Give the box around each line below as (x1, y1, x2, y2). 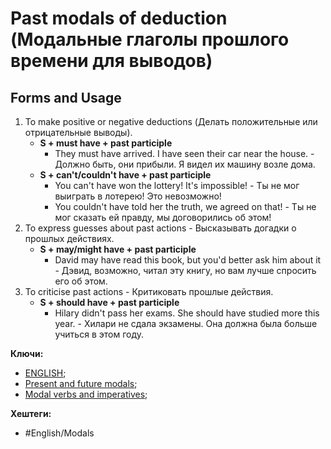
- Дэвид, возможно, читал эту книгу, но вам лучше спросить (54, 265, 317, 276)
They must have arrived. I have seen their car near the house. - (54, 148, 315, 159)
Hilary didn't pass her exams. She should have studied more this (54, 307, 320, 319)
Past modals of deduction (10, 7, 228, 30)
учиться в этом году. (54, 328, 144, 340)
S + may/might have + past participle (39, 243, 197, 255)
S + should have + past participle (39, 297, 180, 308)
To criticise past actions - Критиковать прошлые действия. (24, 286, 274, 297)
